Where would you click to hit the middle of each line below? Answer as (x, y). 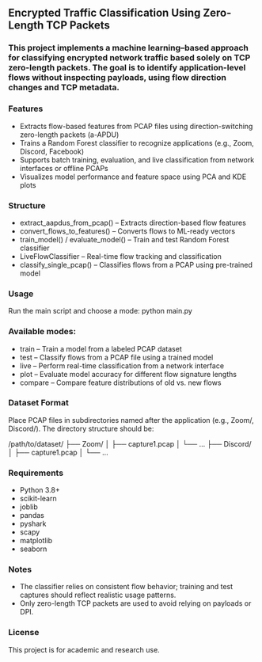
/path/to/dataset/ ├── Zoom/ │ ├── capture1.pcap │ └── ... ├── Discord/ (130, 443)
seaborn (33, 549)
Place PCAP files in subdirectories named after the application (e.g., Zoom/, (131, 420)
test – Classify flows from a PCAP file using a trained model (116, 357)
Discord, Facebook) (52, 151)
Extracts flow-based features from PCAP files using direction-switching (136, 126)
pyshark (33, 524)
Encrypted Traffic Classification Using (104, 13)
